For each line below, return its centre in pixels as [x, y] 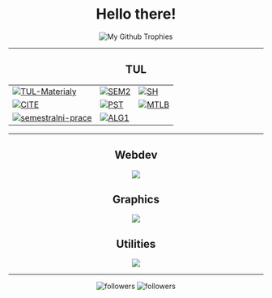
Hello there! [136, 14]
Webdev [136, 155]
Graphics [136, 199]
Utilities [136, 244]
